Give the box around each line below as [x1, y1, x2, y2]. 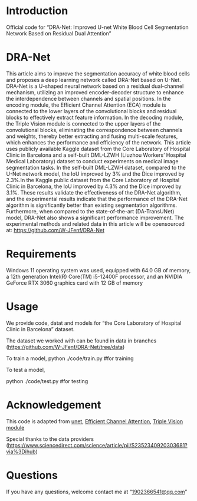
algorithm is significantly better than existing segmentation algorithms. [6, 202, 178, 209]
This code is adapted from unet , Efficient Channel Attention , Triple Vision [6, 417, 183, 425]
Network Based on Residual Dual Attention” [6, 29, 111, 37]
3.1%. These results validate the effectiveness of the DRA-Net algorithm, [6, 189, 182, 196]
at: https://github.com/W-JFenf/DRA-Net [6, 226, 105, 233]
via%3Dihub [6, 448, 36, 455]
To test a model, [6, 366, 45, 373]
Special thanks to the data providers [6, 435, 94, 443]
